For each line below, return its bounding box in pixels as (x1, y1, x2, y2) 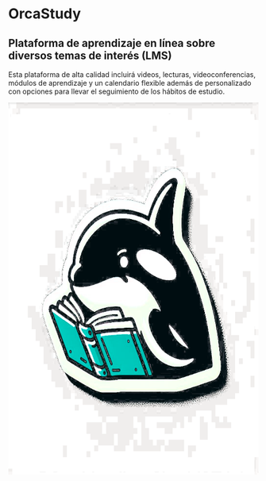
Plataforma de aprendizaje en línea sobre (8, 37, 216, 50)
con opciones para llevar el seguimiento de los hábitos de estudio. (8, 87, 225, 96)
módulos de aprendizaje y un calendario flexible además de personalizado (8, 79, 252, 87)
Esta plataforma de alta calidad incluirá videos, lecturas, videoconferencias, (8, 70, 256, 79)
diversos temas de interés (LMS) (8, 48, 172, 62)
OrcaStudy (8, 5, 82, 23)
